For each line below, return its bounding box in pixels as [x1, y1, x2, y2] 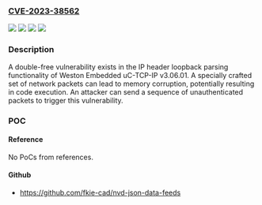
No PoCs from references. [8, 152, 93, 162]
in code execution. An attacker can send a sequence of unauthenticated [8, 87, 244, 96]
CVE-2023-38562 [8, 6, 80, 17]
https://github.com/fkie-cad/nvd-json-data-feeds [19, 188, 181, 197]
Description [8, 44, 55, 55]
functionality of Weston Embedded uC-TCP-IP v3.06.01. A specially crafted [8, 70, 252, 80]
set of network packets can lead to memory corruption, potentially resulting [8, 79, 255, 88]
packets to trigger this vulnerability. [8, 95, 124, 105]
